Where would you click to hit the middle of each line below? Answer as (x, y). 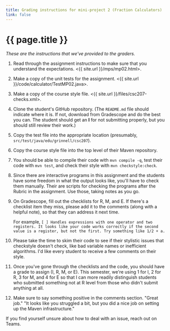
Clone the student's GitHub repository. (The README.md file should (81, 109)
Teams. (13, 324)
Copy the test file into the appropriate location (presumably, (75, 135)
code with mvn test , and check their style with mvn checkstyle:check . (85, 166)
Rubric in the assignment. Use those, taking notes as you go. (76, 192)
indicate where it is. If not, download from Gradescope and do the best (87, 115)
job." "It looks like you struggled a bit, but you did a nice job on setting (86, 303)
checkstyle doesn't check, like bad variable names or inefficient (79, 246)
